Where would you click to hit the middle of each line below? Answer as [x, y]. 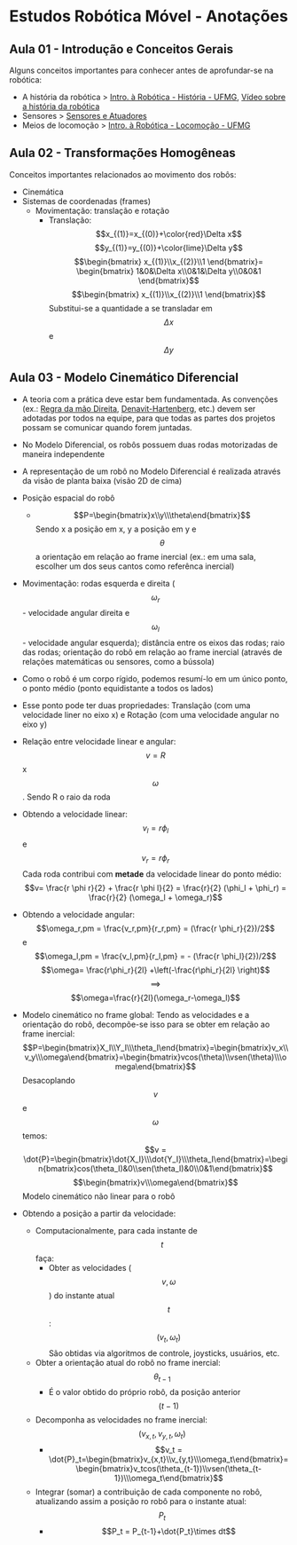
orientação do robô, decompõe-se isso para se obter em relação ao [146, 1024]
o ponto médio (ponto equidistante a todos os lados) [118, 689]
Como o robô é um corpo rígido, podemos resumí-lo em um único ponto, [155, 679]
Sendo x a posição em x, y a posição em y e [116, 529]
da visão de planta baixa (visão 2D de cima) [102, 480]
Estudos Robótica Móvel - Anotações [148, 16]
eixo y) [34, 724]
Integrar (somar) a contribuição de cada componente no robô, [148, 1492]
